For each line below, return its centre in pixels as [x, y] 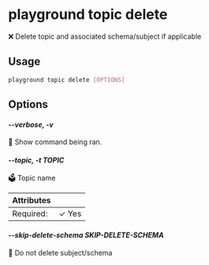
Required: [30, 214]
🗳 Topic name [32, 178]
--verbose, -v [31, 125]
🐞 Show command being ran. [55, 142]
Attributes [32, 200]
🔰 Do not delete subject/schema [60, 252]
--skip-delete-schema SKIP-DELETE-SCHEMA [86, 235]
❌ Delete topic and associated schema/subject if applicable [105, 36]
